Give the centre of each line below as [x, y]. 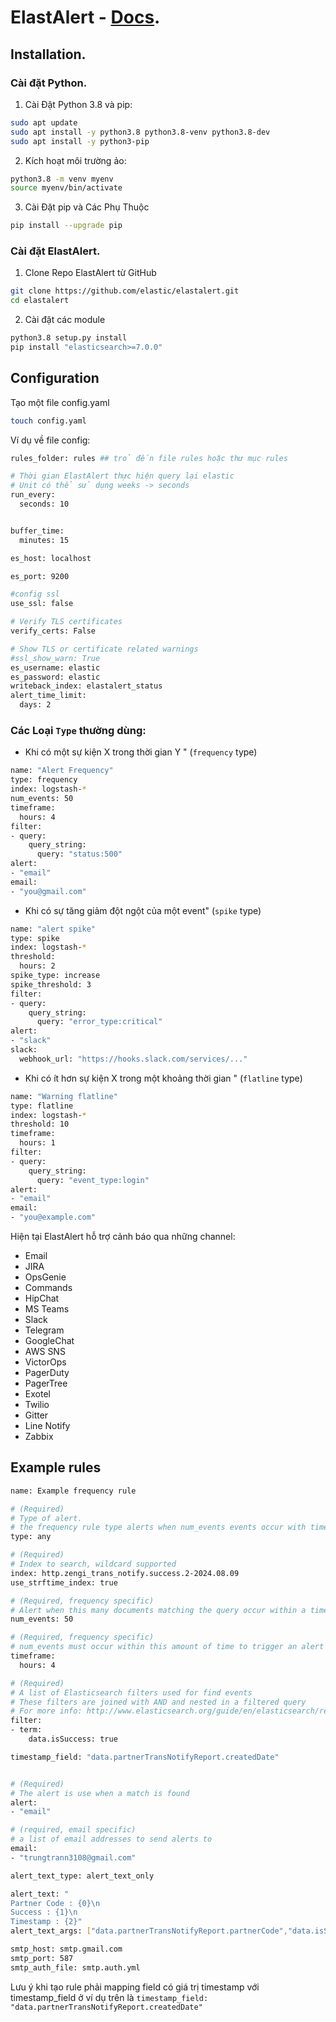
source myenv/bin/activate [66, 188]
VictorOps [45, 1362]
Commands [48, 1288]
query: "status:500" [79, 854]
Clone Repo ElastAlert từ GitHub [90, 273]
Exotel [37, 1394]
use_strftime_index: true [64, 1582]
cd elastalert [40, 301]
